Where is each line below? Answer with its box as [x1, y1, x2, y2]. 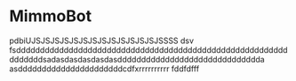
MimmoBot [9, 6, 92, 26]
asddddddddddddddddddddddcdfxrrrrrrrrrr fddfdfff [9, 63, 200, 74]
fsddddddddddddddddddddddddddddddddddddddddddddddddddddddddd [9, 44, 288, 55]
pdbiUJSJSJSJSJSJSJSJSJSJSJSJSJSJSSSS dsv [9, 35, 194, 46]
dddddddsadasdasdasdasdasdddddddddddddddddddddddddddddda [9, 54, 265, 64]
